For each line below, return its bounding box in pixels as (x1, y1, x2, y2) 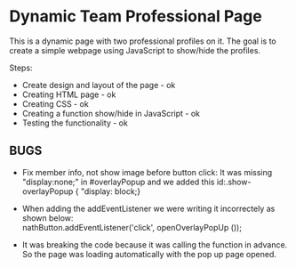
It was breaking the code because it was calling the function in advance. (21, 239, 288, 250)
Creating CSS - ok (21, 98, 89, 109)
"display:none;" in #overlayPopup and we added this (21, 176, 215, 187)
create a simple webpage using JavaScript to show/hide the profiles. (9, 45, 260, 55)
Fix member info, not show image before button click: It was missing (21, 166, 273, 177)
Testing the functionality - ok (21, 118, 129, 128)
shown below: (21, 212, 74, 223)
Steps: (9, 62, 33, 73)
